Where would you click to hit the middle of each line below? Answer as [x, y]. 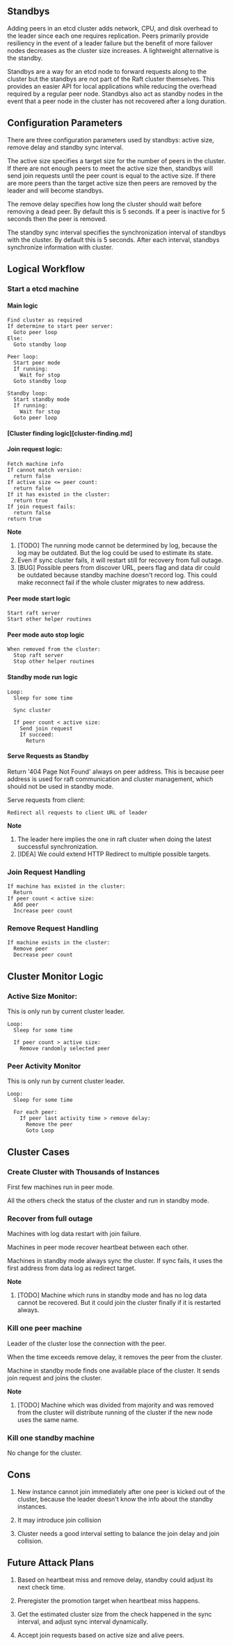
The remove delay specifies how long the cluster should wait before [104, 204]
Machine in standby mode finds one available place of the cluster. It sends [114, 1371]
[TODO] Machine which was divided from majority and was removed [115, 1405]
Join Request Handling [46, 872]
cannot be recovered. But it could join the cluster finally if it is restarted [119, 1303]
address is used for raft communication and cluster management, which [110, 779]
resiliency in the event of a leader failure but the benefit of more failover [110, 43]
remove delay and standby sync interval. [65, 147]
